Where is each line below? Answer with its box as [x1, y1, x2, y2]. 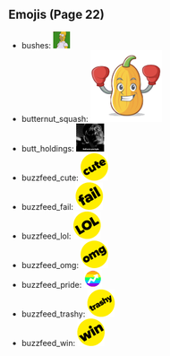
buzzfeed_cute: [21, 172, 80, 183]
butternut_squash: [21, 113, 89, 124]
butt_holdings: [21, 143, 74, 153]
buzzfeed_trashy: [21, 308, 86, 319]
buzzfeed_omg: [21, 259, 80, 270]
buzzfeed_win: [21, 337, 76, 348]
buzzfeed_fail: [21, 201, 73, 212]
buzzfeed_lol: [21, 230, 72, 241]
